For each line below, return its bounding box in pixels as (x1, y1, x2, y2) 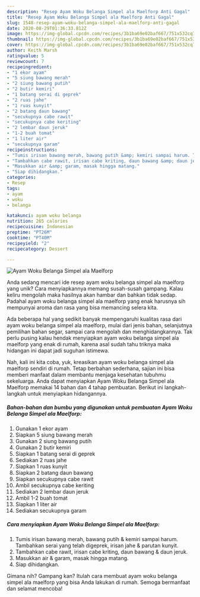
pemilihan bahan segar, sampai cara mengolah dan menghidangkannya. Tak (7, 328, 193, 336)
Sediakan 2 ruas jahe (15, 457, 67, 464)
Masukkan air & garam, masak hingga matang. (15, 555, 129, 562)
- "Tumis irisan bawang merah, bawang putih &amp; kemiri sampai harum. (7, 152, 191, 158)
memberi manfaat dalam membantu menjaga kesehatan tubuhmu (7, 371, 166, 378)
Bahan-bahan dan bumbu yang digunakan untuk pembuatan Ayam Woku (7, 403, 193, 410)
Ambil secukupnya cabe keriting (15, 482, 94, 489)
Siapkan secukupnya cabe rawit (15, 476, 94, 483)
